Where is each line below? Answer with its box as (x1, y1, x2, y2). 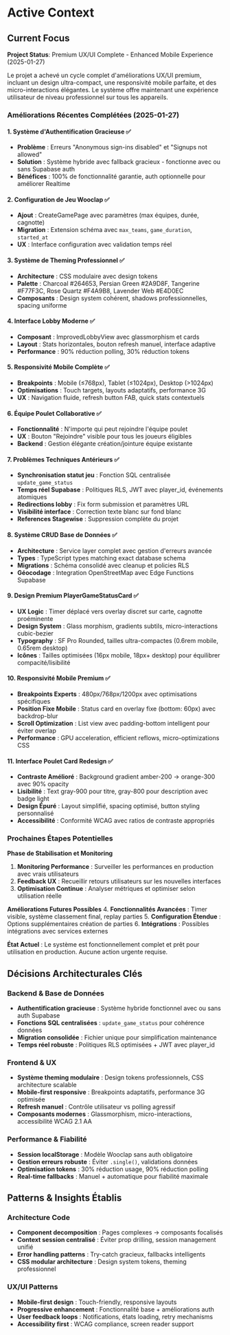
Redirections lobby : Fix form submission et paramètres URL (16, 501, 189, 509)
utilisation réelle (16, 892, 62, 900)
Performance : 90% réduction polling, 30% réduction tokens (16, 347, 190, 355)
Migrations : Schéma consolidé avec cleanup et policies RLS (16, 561, 189, 569)
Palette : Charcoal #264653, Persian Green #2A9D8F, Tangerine (16, 279, 200, 287)
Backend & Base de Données (7, 988, 104, 998)
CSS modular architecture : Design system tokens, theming (16, 1258, 187, 1266)
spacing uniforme (16, 301, 67, 309)
